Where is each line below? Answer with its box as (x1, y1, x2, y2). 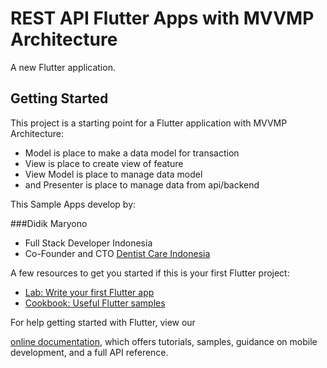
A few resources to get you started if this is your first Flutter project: (10, 267, 290, 279)
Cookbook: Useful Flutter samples (24, 297, 166, 309)
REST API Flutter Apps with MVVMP (10, 7, 315, 30)
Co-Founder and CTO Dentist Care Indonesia (24, 247, 211, 259)
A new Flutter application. (10, 61, 116, 73)
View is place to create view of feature (24, 157, 184, 169)
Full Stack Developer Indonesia (24, 237, 153, 249)
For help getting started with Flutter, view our (10, 316, 196, 328)
